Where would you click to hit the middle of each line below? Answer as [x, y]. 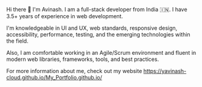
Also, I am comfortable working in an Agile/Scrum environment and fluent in [101, 53]
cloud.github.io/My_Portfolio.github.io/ [54, 77]
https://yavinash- [165, 71]
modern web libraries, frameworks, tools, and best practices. [83, 59]
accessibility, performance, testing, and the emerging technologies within [98, 34]
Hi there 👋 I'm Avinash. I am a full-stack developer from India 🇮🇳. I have [97, 9]
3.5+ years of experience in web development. [65, 16]
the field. [17, 41]
